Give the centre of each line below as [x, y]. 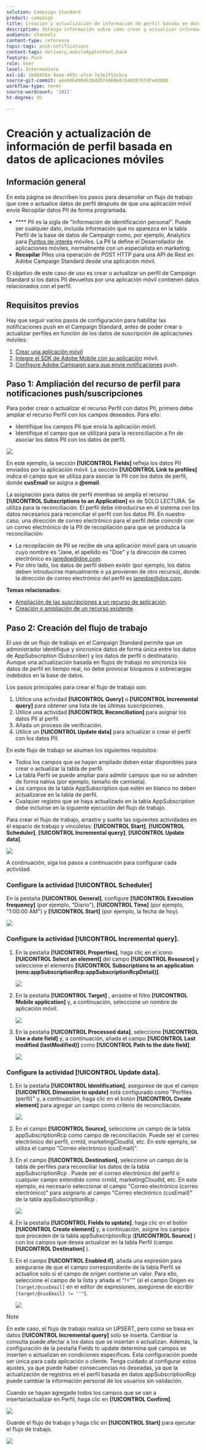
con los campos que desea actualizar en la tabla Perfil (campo [94, 1242]
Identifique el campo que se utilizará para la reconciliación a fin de [99, 433]
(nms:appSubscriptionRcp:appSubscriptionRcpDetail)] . [88, 972]
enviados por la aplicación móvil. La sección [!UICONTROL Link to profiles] [102, 470]
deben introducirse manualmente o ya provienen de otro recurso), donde [107, 572]
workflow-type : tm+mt [34, 87]
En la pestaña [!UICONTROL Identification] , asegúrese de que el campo [107, 1086]
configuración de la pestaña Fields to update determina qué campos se [97, 1348]
